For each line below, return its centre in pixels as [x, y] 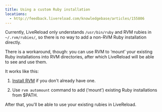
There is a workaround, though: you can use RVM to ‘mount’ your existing [79, 52]
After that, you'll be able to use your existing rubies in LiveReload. [71, 105]
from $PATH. [25, 95]
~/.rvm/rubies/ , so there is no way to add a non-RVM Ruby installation [76, 37]
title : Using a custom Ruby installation [48, 9]
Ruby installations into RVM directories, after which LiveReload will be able [80, 57]
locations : [16, 14]
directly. [13, 42]
